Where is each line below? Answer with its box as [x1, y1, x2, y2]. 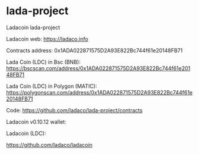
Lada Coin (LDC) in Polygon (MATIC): [6, 82, 97, 90]
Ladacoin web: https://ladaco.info [6, 35, 89, 42]
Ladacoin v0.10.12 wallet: [6, 118, 67, 125]
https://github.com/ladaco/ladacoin [6, 141, 93, 148]
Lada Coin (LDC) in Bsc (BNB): [6, 58, 81, 65]
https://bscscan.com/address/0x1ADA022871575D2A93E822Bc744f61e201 [6, 64, 191, 72]
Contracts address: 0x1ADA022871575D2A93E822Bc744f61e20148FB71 [6, 46, 183, 54]
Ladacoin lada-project [6, 24, 61, 31]
